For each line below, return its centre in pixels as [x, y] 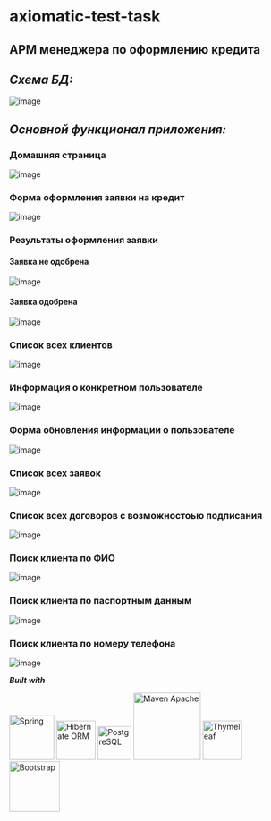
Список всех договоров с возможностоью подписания [136, 515]
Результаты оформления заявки [84, 241]
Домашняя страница [58, 155]
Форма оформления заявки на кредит [97, 197]
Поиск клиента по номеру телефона [93, 643]
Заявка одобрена [43, 302]
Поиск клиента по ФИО [63, 558]
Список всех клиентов [61, 344]
